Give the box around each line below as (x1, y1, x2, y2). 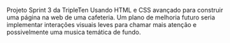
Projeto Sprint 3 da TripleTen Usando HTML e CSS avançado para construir (6, 6, 224, 14)
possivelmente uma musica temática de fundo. (6, 28, 141, 36)
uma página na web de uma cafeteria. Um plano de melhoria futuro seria (6, 13, 215, 21)
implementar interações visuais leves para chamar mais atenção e (6, 21, 197, 28)
